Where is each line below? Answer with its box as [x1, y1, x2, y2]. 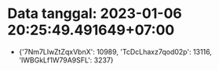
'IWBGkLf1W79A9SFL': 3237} [18, 55, 115, 65]
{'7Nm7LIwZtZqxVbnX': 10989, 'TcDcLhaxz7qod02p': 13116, [18, 47, 213, 56]
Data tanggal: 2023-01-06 [7, 5, 182, 23]
